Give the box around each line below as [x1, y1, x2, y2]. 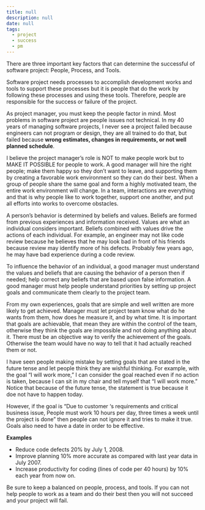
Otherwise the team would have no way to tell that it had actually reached [6, 340, 192, 347]
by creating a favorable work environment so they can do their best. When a [6, 173, 198, 181]
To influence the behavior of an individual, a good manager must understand [6, 262, 199, 270]
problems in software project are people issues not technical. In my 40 [6, 116, 185, 123]
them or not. [6, 346, 38, 353]
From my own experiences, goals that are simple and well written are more [6, 300, 195, 308]
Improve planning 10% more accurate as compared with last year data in [15, 452, 198, 460]
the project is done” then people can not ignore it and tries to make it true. [6, 415, 193, 423]
